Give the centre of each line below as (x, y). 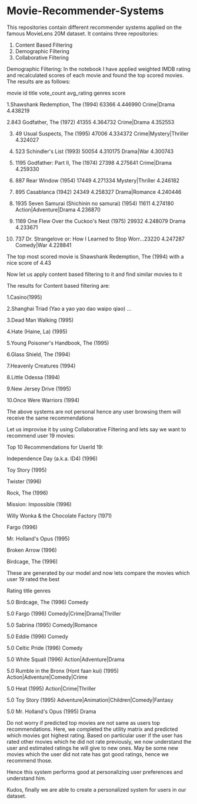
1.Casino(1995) (25, 297)
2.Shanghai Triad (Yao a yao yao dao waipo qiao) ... (69, 308)
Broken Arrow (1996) (32, 550)
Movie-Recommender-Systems (85, 11)
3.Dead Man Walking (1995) (40, 320)
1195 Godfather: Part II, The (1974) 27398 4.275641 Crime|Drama (94, 162)
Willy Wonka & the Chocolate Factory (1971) (59, 516)
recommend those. (29, 760)
